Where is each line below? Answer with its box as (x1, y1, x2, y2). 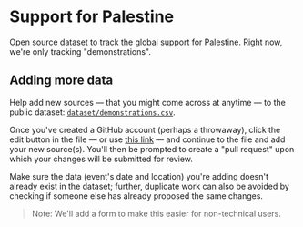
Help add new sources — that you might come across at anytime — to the (9, 97, 287, 108)
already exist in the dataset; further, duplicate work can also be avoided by (9, 181, 289, 191)
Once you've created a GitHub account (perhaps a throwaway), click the (9, 124, 281, 135)
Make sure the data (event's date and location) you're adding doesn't (9, 170, 269, 181)
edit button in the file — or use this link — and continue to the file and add (9, 134, 286, 145)
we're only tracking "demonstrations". (9, 46, 152, 57)
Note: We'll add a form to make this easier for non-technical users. (31, 208, 282, 219)
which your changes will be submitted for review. (9, 153, 194, 164)
